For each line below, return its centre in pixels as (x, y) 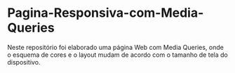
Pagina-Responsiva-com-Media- (106, 13)
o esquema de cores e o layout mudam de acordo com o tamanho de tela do (117, 55)
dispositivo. (24, 62)
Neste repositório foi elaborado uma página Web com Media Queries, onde (116, 47)
